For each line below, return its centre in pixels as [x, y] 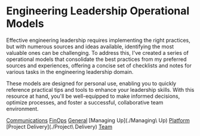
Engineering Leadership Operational [98, 11]
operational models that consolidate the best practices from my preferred [96, 59]
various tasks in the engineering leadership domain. [70, 72]
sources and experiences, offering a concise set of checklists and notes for [99, 65]
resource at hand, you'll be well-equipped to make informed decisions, [93, 96]
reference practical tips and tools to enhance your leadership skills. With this [100, 89]
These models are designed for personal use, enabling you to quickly [91, 83]
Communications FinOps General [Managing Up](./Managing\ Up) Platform [98, 120]
